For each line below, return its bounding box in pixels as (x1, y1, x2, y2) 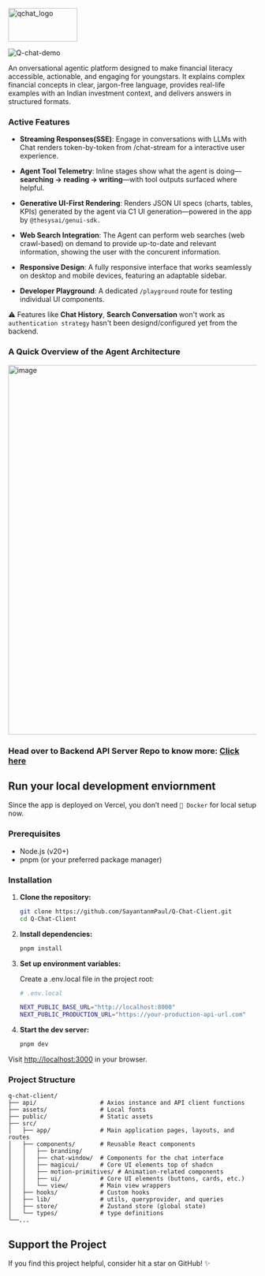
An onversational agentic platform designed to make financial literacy (8, 63, 233, 73)
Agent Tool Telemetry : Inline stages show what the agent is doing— (19, 166, 242, 176)
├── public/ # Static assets (8, 1113, 154, 1121)
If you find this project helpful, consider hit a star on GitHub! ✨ (8, 1259, 211, 1268)
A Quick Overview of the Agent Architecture (8, 346, 181, 357)
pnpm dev (19, 1040, 49, 1048)
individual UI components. (19, 295, 105, 304)
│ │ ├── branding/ (8, 1147, 83, 1155)
